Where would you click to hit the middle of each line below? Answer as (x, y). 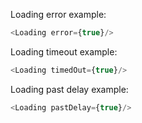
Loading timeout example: (64, 51)
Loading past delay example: (69, 89)
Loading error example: (58, 14)
